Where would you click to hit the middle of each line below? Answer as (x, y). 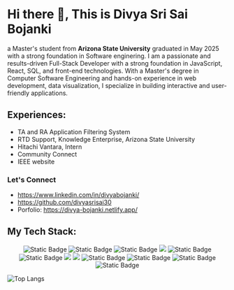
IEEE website (36, 161)
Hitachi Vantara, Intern (50, 147)
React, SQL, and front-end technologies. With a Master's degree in (103, 71)
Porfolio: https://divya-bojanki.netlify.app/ (78, 210)
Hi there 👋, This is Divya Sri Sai (98, 14)
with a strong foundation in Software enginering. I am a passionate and (109, 56)
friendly (19, 93)
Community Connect (47, 154)
